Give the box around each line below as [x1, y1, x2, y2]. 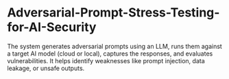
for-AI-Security [7, 19, 97, 35]
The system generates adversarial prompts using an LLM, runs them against [7, 42, 223, 50]
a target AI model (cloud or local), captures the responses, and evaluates [7, 49, 213, 58]
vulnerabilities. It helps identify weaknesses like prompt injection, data [7, 56, 206, 65]
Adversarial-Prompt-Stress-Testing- [7, 5, 220, 21]
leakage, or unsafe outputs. [7, 64, 85, 72]
